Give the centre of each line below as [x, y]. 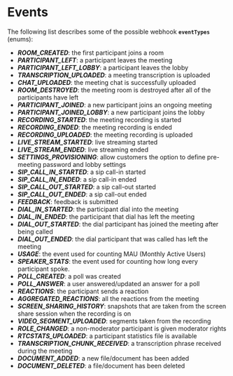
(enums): [20, 39]
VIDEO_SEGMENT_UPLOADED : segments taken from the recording [114, 321]
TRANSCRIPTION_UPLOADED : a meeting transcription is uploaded [114, 75]
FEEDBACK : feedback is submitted [68, 201]
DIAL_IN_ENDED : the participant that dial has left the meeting [106, 216]
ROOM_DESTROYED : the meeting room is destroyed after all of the [114, 90]
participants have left [48, 97]
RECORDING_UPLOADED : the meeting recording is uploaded [105, 135]
